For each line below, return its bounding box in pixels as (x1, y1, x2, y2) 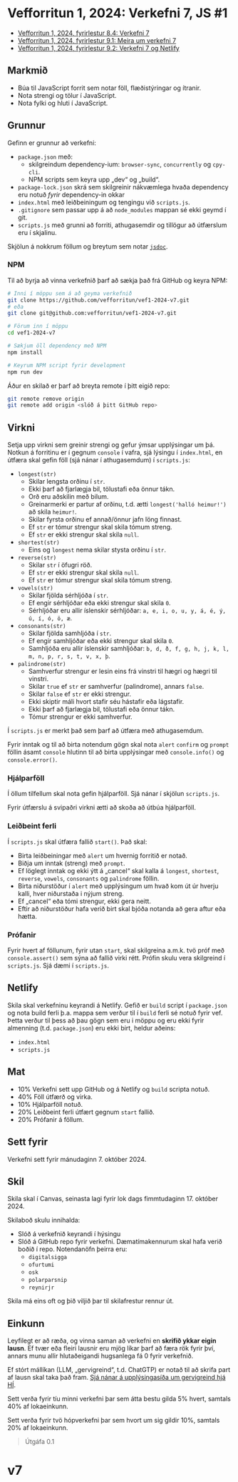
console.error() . (7, 755, 58, 764)
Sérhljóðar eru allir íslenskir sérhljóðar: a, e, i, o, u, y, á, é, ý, (28, 606, 227, 615)
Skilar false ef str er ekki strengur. (28, 690, 132, 698)
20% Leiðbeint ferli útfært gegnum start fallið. (17, 1108, 155, 1116)
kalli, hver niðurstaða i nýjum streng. (17, 889, 125, 897)
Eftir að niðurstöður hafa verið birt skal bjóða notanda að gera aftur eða (17, 904, 227, 912)
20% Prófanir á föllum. (17, 1115, 84, 1123)
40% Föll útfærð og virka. (17, 1092, 93, 1101)
